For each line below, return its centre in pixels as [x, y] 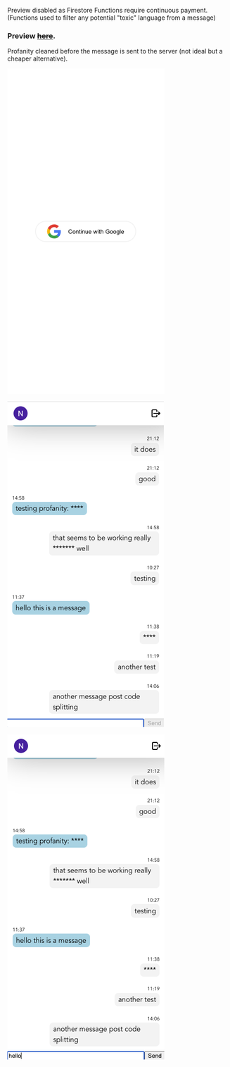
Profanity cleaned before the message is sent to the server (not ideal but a [115, 51]
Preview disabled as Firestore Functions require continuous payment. [108, 10]
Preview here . [32, 36]
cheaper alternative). [38, 58]
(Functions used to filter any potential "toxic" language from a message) [111, 18]
